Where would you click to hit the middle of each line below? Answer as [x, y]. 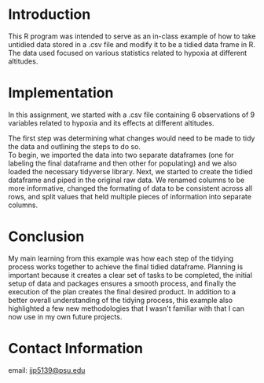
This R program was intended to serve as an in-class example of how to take [132, 36]
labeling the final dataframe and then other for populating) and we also [123, 163]
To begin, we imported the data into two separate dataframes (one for [121, 155]
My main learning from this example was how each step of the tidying [121, 258]
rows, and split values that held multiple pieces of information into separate [130, 196]
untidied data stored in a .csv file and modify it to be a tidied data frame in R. [132, 44]
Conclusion [46, 237]
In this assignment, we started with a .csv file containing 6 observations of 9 [132, 115]
